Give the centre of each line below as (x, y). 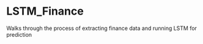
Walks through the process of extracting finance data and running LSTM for (102, 28)
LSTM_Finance (45, 11)
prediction (19, 34)
